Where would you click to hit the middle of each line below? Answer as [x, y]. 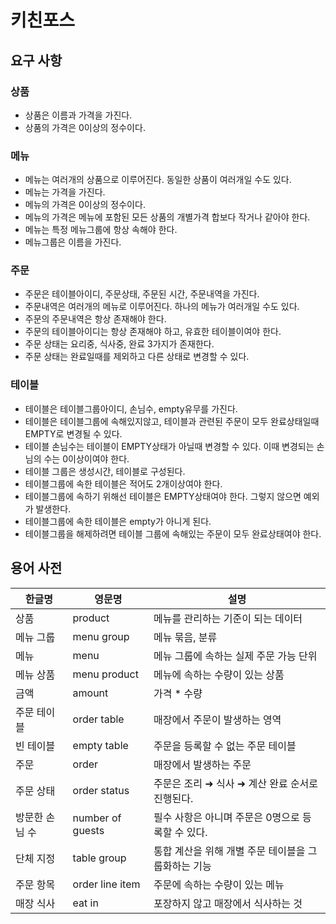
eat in [85, 903]
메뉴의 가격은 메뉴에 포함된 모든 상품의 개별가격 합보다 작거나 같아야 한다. [167, 217]
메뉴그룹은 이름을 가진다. [73, 242]
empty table [100, 745]
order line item [106, 884]
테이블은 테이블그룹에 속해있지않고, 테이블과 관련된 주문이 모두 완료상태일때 [172, 421]
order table [98, 719]
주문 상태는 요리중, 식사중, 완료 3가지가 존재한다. [119, 344]
